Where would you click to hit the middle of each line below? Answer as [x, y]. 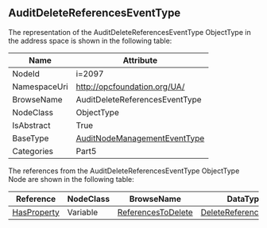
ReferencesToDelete [155, 212]
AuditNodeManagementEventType [140, 138]
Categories [33, 151]
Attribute [140, 60]
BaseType [31, 138]
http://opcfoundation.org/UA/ [130, 87]
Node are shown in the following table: [72, 179]
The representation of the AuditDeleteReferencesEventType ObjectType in [130, 32]
